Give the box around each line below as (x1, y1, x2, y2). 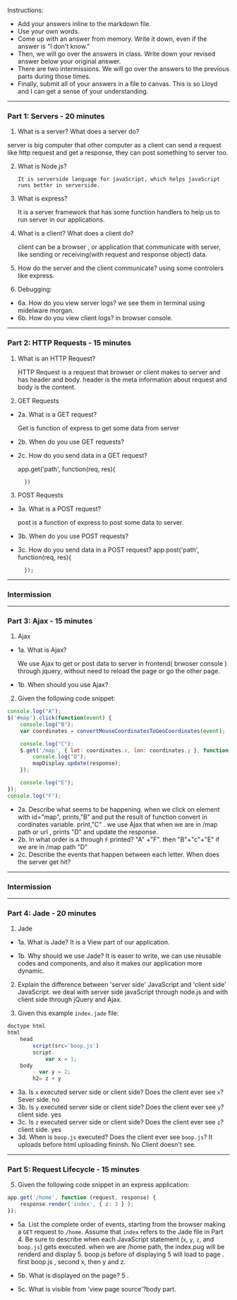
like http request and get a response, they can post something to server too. (7, 148, 229, 157)
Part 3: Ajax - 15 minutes (7, 616, 93, 626)
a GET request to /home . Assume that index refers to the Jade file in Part (17, 1227, 224, 1237)
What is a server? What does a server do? (17, 127, 140, 136)
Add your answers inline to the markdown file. (17, 20, 152, 28)
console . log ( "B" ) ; (20, 721, 74, 728)
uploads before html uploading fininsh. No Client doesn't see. (17, 1141, 196, 1149)
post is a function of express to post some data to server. (17, 518, 184, 526)
